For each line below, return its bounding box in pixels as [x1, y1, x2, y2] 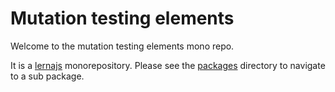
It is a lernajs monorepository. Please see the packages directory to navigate [10, 59, 326, 71]
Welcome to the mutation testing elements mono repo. [10, 40, 235, 52]
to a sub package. [10, 70, 85, 82]
